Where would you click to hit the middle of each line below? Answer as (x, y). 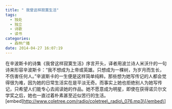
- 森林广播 (20, 43)
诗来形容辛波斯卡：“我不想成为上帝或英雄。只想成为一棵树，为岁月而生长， (85, 70)
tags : (11, 15)
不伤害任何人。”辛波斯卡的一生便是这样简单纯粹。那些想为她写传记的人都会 (84, 76)
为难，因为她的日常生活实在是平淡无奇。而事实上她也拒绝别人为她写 (86, 82)
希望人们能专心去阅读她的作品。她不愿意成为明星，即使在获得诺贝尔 (90, 89)
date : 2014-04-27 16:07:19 (34, 48)
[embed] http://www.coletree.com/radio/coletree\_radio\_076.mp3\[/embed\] (86, 101)
